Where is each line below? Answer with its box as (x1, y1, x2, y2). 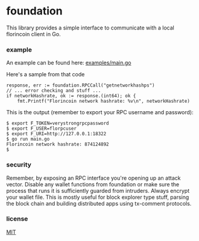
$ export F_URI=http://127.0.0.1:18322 (6, 131, 107, 137)
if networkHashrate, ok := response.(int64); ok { (6, 93, 136, 99)
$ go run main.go (6, 136, 50, 142)
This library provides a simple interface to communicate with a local (6, 24, 175, 31)
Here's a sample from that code (6, 71, 85, 78)
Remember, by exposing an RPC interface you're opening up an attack (6, 174, 181, 182)
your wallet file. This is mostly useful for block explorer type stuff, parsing (6, 194, 189, 201)
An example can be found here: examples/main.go (6, 59, 131, 67)
